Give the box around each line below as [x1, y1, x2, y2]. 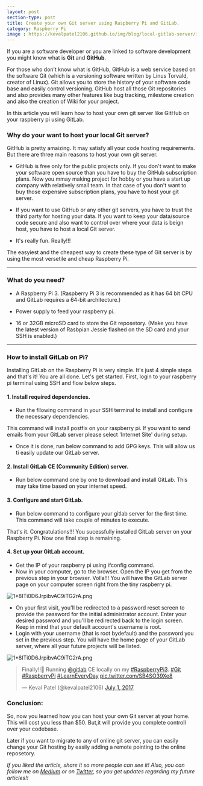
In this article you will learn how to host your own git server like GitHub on [7, 110, 190, 117]
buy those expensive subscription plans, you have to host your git [15, 188, 180, 196]
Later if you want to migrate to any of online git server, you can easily [7, 737, 179, 744]
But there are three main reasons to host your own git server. [7, 151, 158, 158]
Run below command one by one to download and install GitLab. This [15, 476, 188, 484]
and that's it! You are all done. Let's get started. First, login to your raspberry [7, 373, 197, 380]
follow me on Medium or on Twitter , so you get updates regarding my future [7, 768, 195, 775]
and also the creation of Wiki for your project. [7, 98, 120, 105]
